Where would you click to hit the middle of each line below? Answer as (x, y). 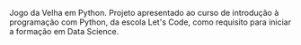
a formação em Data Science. (64, 31)
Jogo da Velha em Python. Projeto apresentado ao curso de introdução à (144, 13)
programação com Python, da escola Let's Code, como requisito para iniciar (150, 22)
